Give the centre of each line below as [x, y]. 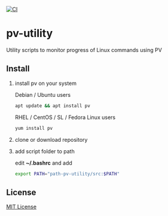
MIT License [22, 207]
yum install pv [34, 128]
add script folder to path [45, 151]
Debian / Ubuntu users [42, 95]
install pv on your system [45, 83]
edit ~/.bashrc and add [44, 163]
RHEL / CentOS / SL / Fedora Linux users [65, 117]
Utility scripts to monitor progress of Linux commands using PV [84, 50]
